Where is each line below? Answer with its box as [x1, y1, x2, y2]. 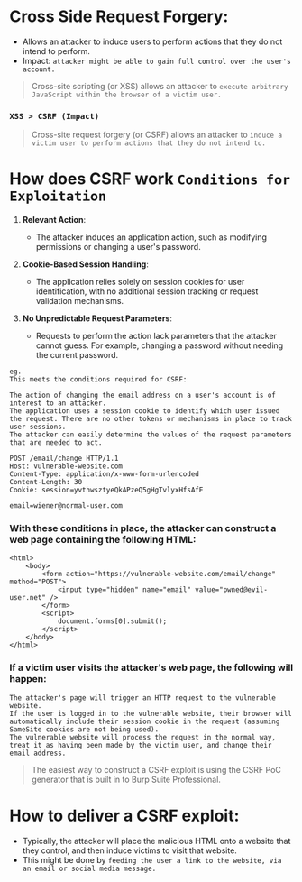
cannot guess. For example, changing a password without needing [35, 340, 284, 351]
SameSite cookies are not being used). [9, 724, 160, 734]
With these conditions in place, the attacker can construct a [9, 522, 277, 535]
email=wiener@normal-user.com [9, 501, 124, 510]
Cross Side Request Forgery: [9, 6, 229, 27]
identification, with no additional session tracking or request [35, 286, 259, 297]
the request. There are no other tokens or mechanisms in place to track [9, 415, 293, 424]
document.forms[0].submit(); [57, 617, 168, 626]
